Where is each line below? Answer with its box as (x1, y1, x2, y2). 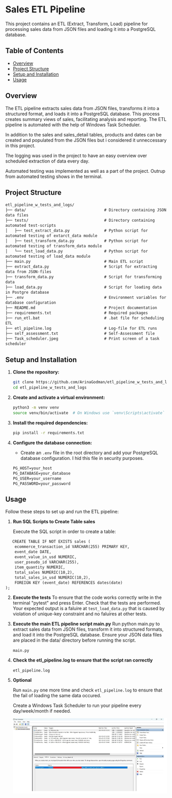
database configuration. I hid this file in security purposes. (20, 455, 144, 461)
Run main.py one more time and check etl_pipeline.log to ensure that (12, 687, 163, 693)
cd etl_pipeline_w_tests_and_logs (12, 385, 87, 391)
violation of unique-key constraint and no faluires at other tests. (12, 611, 147, 617)
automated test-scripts (5, 223, 56, 228)
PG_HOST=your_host (12, 466, 52, 471)
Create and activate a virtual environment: (12, 394, 105, 400)
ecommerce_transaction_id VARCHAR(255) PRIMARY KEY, (14, 544, 130, 549)
